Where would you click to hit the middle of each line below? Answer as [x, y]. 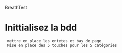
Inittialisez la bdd [41, 28]
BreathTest [16, 7]
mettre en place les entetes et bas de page [54, 41]
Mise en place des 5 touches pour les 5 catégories [62, 45]
